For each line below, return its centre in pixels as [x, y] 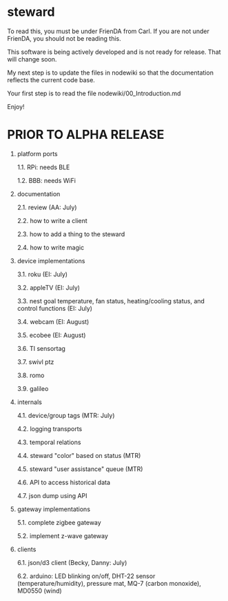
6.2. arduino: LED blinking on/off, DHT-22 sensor [86, 576]
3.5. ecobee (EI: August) [51, 335]
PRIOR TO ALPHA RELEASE [86, 135]
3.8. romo [31, 375]
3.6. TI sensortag [41, 348]
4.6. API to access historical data [63, 482]
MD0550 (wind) [39, 591]
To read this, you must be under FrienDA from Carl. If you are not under [108, 31]
